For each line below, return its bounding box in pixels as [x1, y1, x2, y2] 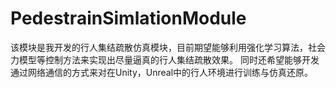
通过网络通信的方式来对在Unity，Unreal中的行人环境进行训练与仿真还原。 [10, 66, 314, 78]
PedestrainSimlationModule [10, 7, 247, 30]
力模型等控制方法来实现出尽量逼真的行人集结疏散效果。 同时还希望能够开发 [10, 53, 320, 66]
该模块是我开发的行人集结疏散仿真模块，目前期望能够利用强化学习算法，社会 [10, 41, 326, 53]
